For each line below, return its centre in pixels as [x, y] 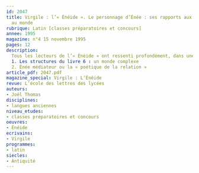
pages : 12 [18, 45]
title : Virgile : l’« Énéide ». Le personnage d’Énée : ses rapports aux [99, 17]
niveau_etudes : [25, 111]
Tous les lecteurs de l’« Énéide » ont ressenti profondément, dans [98, 56]
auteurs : [17, 89]
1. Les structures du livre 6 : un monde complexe [75, 61]
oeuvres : [17, 122]
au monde [22, 23]
